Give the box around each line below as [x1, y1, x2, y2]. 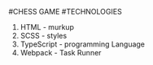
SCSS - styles [20, 31, 68, 40]
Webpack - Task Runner [20, 48, 102, 57]
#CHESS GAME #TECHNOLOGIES [8, 7, 122, 16]
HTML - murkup [20, 22, 75, 31]
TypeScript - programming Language [20, 39, 145, 49]
